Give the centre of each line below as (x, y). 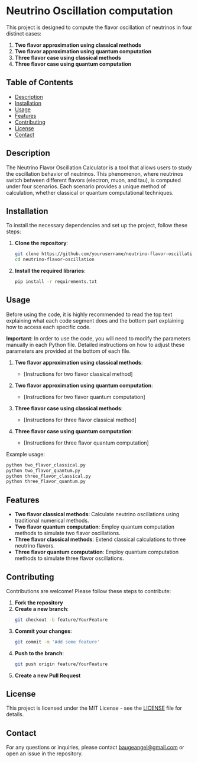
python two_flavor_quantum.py (43, 471)
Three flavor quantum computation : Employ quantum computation (97, 552)
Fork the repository (39, 603)
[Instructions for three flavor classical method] (80, 420)
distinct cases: (24, 33)
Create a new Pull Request (48, 675)
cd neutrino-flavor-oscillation (54, 260)
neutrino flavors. (35, 546)
